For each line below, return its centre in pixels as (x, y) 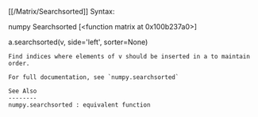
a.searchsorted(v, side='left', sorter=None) (78, 42)
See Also (23, 91)
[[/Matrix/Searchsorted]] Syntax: (62, 11)
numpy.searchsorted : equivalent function (79, 105)
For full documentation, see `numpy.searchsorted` (94, 77)
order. (19, 63)
